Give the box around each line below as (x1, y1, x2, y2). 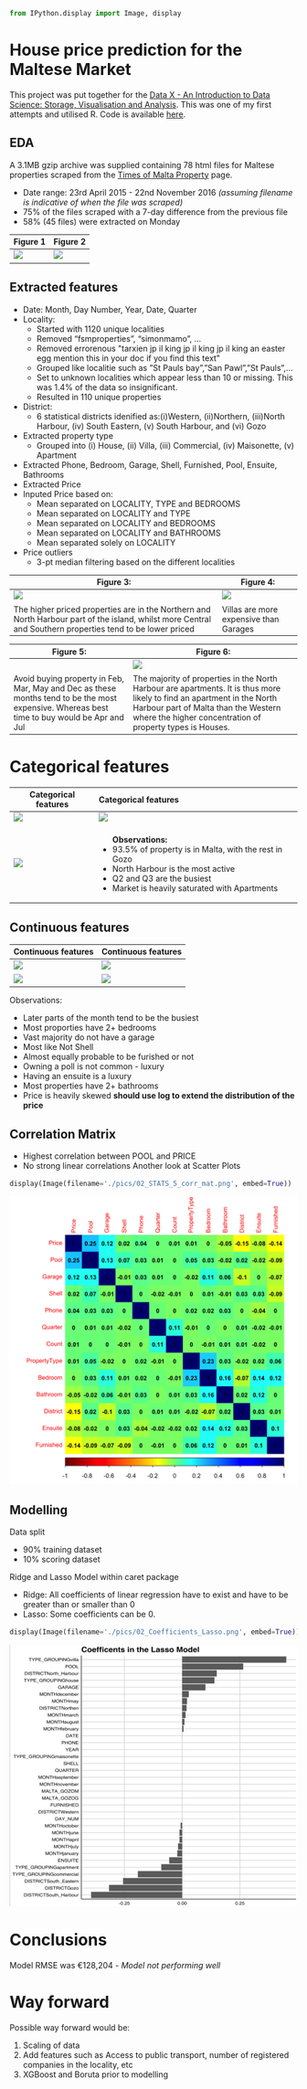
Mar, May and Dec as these (13, 683, 117, 694)
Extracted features (9, 280, 119, 295)
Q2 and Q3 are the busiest (112, 873, 212, 884)
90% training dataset (22, 1543, 102, 1554)
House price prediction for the (9, 40, 243, 60)
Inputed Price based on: (22, 488, 113, 499)
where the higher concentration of (132, 712, 262, 723)
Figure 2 (53, 237, 87, 248)
